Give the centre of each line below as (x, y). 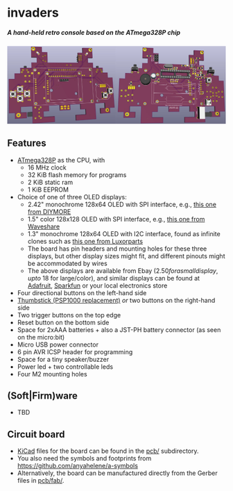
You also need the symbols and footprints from (84, 458)
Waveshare (44, 226)
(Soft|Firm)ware (42, 396)
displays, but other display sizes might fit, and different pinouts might (126, 256)
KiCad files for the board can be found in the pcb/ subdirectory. (108, 451)
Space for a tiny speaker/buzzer (63, 359)
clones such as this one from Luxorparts (85, 241)
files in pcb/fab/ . (41, 481)
